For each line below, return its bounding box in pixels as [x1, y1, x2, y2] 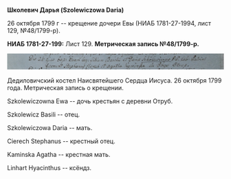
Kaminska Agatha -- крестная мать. [7, 151, 111, 159]
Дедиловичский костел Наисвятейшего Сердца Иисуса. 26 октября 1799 [7, 76, 222, 85]
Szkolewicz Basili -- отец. [7, 110, 80, 119]
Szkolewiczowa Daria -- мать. [7, 124, 93, 132]
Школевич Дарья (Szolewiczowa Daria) [7, 6, 124, 14]
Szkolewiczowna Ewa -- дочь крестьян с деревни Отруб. [7, 97, 173, 105]
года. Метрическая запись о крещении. [7, 84, 124, 92]
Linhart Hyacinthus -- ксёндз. [7, 164, 91, 172]
